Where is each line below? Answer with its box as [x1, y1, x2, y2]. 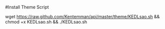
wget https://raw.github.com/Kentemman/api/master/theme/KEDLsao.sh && [5, 14, 160, 19]
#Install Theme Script [5, 4, 49, 10]
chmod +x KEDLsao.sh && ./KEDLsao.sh [5, 19, 87, 25]
